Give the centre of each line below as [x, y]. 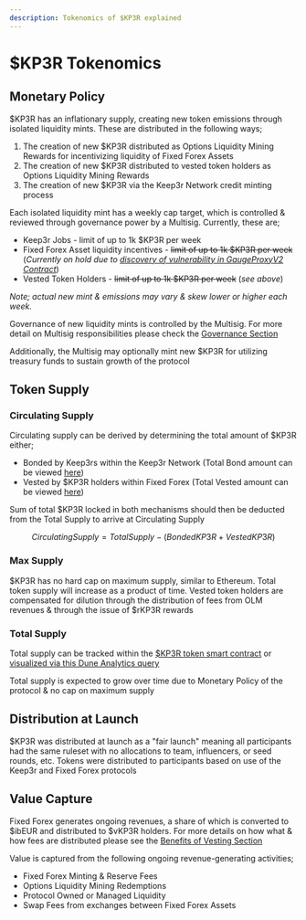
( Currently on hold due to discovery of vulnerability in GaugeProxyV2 [153, 259]
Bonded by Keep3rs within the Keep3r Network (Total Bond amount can [158, 463]
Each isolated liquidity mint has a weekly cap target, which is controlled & [148, 212]
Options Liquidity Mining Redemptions [95, 885]
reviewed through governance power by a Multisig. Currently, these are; [145, 222]
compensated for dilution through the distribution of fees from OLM [136, 600]
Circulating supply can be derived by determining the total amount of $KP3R [153, 436]
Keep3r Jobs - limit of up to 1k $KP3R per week [112, 239]
